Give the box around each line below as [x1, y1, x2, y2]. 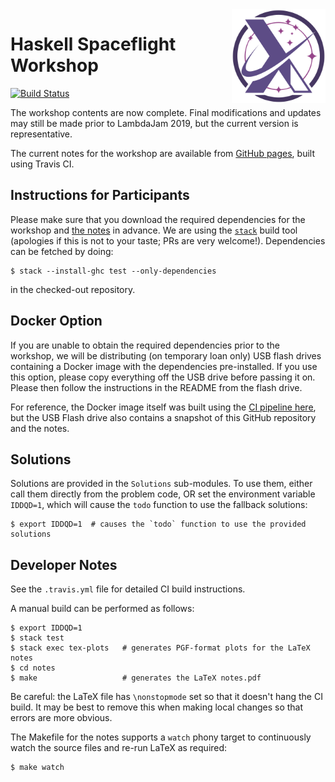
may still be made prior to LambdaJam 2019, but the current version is [10, 117, 299, 129]
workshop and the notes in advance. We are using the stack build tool [10, 224, 298, 236]
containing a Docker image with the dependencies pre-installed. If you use [10, 360, 318, 372]
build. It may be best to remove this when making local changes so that [10, 701, 304, 713]
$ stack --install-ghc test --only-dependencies [10, 266, 217, 276]
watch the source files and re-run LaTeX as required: [10, 742, 228, 754]
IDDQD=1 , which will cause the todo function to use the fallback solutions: [10, 499, 308, 511]
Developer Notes [10, 556, 118, 573]
